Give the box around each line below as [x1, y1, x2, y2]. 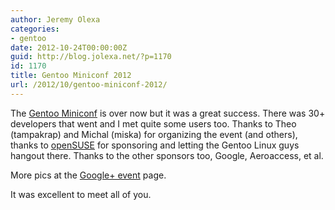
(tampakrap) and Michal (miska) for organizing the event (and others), [10, 128, 298, 140]
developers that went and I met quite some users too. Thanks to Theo [10, 117, 297, 130]
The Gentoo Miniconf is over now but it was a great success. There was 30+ [10, 107, 326, 119]
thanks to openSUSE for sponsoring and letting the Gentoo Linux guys [10, 139, 300, 151]
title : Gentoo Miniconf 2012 [10, 71, 132, 81]
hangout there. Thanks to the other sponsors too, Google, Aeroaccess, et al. [10, 149, 324, 161]
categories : [10, 24, 60, 34]
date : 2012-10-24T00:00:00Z [10, 42, 128, 53]
